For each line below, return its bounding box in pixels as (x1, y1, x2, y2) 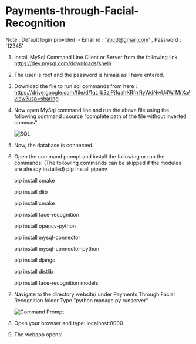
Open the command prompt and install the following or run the (13, 153, 165, 160)
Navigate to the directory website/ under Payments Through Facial (13, 291, 175, 298)
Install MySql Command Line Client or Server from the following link (13, 53, 178, 60)
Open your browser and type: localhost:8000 (13, 319, 123, 326)
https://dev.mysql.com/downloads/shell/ (13, 60, 112, 67)
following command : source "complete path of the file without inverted (13, 113, 187, 120)
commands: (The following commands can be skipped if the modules (13, 159, 182, 166)
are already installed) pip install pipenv (13, 166, 108, 173)
